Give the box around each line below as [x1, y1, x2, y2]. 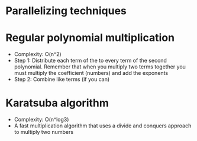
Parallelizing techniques [5, 4, 127, 18]
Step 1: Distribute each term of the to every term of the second [14, 57, 167, 64]
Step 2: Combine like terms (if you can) [14, 76, 110, 83]
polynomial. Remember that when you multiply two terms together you [14, 63, 186, 70]
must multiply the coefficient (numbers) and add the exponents [14, 70, 169, 77]
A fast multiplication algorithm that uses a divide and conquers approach [14, 122, 192, 129]
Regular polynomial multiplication [5, 31, 175, 45]
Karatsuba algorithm [5, 96, 109, 110]
